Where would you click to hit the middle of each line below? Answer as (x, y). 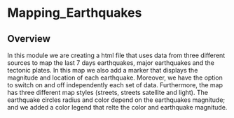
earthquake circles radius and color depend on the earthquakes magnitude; (116, 100)
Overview (29, 39)
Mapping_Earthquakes (75, 13)
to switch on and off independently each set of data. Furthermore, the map (115, 85)
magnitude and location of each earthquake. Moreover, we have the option (115, 78)
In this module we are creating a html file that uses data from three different (116, 55)
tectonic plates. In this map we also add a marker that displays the (103, 70)
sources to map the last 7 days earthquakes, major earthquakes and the (111, 63)
